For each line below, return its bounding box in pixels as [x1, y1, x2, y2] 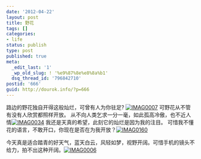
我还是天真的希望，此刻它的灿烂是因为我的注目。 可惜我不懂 [45, 118, 194, 126]
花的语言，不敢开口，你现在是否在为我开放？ [6, 126, 117, 133]
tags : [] [6, 25, 28, 32]
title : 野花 [6, 20, 34, 26]
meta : [6, 59, 20, 65]
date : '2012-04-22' [6, 8, 55, 15]
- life [6, 36, 23, 42]
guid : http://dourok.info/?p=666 [6, 87, 90, 93]
